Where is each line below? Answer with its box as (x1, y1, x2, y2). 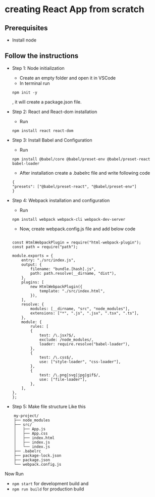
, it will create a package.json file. (12, 98, 82, 105)
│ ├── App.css (14, 431, 48, 436)
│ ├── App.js (14, 426, 46, 431)
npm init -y (12, 90, 37, 95)
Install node (12, 37, 36, 43)
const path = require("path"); (12, 244, 78, 250)
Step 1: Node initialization (12, 65, 65, 71)
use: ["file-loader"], (39, 377, 87, 382)
